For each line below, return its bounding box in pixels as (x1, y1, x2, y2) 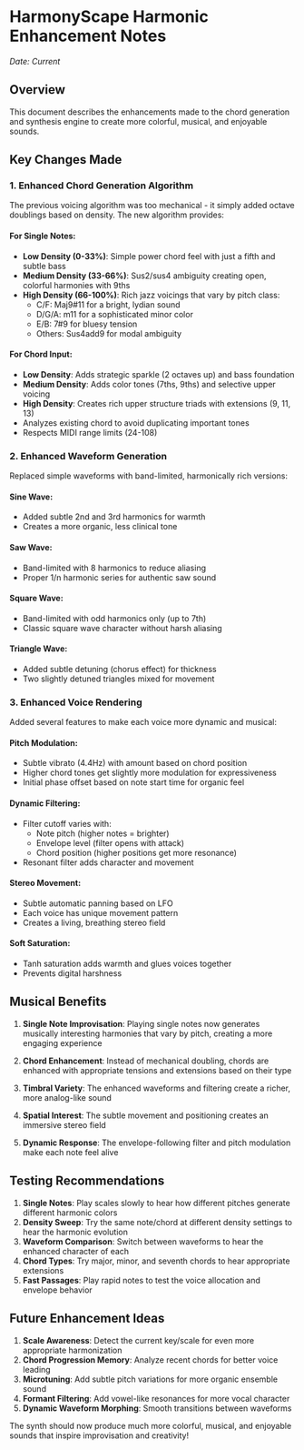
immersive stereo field (22, 1119, 106, 1130)
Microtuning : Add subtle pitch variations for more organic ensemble (22, 1374, 279, 1385)
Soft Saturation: (9, 938, 71, 949)
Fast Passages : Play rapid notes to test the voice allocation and (22, 1274, 261, 1285)
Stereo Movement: (9, 878, 82, 889)
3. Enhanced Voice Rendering (9, 696, 142, 709)
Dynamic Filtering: (9, 798, 81, 809)
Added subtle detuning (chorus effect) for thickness (22, 663, 217, 674)
